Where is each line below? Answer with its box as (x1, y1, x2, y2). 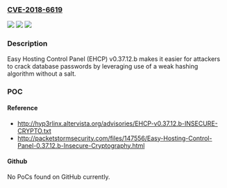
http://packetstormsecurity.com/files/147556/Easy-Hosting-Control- (17, 134, 212, 142)
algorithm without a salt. (7, 69, 76, 78)
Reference (7, 104, 38, 112)
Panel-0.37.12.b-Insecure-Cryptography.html (17, 141, 145, 150)
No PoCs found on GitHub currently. (7, 172, 110, 181)
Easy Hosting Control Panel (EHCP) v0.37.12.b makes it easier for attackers (7, 54, 221, 63)
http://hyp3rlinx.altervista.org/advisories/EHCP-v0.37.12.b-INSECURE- (17, 119, 218, 128)
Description (7, 39, 48, 49)
